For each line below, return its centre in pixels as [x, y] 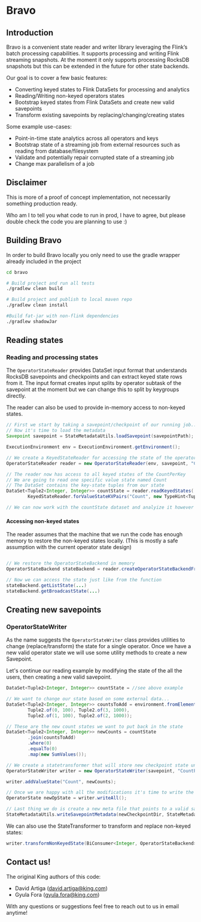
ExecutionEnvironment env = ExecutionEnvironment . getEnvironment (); [93, 447]
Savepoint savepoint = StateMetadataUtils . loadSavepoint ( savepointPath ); [100, 436]
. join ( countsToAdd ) [52, 738]
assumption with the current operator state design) [69, 547]
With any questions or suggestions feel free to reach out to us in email [93, 906]
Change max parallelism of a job [54, 164]
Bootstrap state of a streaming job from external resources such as [98, 144]
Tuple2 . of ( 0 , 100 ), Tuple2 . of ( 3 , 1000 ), [79, 710]
